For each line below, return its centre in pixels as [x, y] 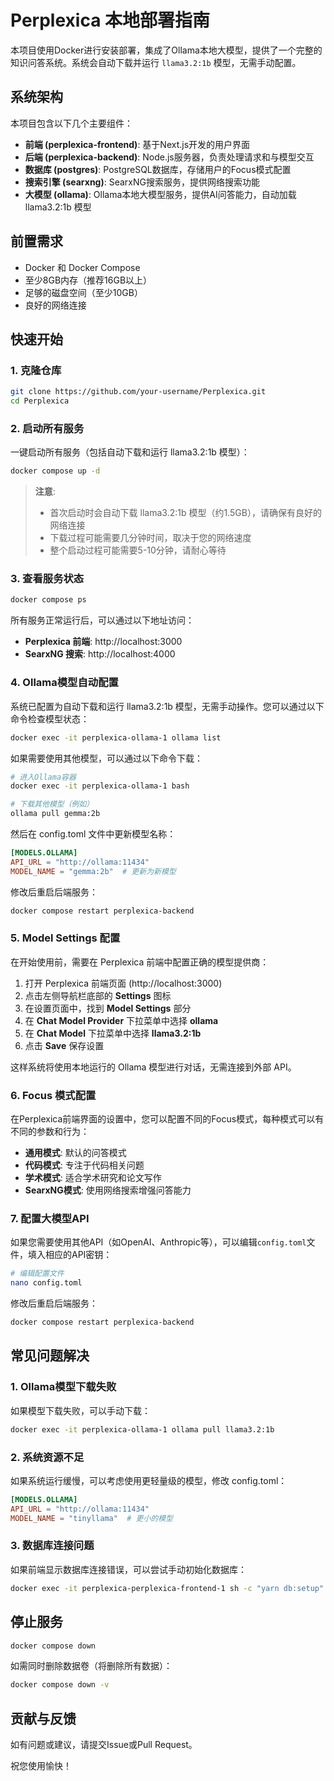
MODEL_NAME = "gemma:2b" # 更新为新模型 [93, 871]
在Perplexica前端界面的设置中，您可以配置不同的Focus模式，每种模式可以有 [167, 1119]
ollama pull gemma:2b [55, 814]
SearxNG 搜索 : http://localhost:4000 [100, 654]
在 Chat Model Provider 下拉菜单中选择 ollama [121, 1020]
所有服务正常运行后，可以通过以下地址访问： [102, 620]
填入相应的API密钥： [70, 1255]
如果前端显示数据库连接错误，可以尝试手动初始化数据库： [128, 1569]
